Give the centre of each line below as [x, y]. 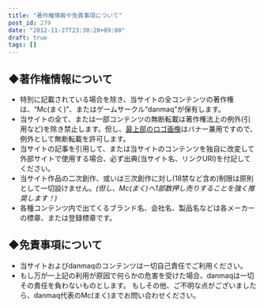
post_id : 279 [30, 23]
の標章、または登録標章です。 [68, 217]
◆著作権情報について [60, 79]
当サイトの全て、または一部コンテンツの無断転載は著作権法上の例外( [132, 118]
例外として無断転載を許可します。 [75, 138]
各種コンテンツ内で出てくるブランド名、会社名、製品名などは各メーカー [137, 208]
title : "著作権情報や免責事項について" [65, 15]
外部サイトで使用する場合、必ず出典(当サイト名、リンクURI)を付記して [135, 158]
